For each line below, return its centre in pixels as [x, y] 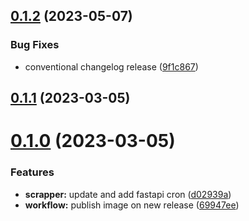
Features [32, 172]
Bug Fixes [35, 45]
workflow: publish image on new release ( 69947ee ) [132, 205]
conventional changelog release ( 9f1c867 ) [111, 66]
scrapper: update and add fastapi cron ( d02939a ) [128, 194]
